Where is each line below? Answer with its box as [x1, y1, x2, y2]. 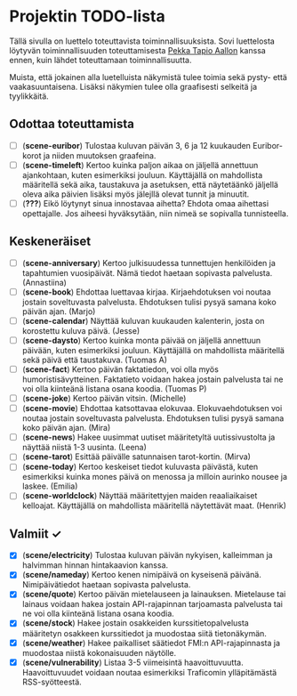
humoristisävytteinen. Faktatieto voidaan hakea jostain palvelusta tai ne [21, 374, 284, 384]
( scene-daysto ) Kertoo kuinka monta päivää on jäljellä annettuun [21, 335, 261, 345]
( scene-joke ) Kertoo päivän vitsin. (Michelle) [21, 393, 187, 404]
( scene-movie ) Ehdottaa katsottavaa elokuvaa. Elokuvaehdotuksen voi [21, 403, 283, 414]
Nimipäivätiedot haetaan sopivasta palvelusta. [21, 579, 191, 590]
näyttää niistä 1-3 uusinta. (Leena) [21, 442, 147, 453]
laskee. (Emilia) [21, 481, 78, 491]
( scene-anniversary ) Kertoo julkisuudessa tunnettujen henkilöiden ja [21, 257, 276, 268]
